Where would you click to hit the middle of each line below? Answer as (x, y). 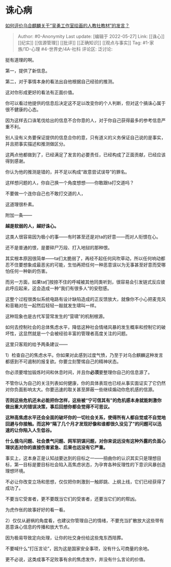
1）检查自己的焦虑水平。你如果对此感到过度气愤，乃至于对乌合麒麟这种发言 (84, 355)
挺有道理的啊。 (21, 60)
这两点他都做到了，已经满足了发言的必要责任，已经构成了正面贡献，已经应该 (85, 154)
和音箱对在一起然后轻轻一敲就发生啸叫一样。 (52, 305)
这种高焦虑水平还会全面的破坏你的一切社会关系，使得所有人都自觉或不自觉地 (85, 417)
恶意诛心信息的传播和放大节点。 (39, 527)
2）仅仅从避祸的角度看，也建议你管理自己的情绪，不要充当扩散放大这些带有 (85, 520)
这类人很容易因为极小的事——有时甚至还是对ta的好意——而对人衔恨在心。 (83, 237)
